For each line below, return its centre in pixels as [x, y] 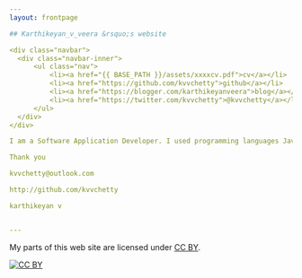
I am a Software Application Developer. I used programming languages [144, 141]
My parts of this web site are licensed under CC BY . [105, 247]
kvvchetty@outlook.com [52, 174]
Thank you [28, 158]
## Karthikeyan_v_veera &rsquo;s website [88, 34]
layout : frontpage [44, 17]
